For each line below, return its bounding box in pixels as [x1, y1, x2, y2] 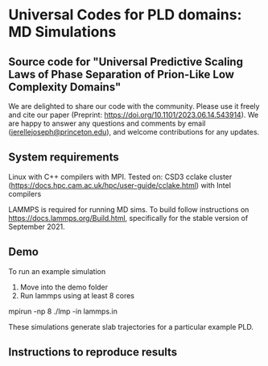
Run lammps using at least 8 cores [19, 290, 135, 300]
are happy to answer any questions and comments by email [8, 119, 206, 128]
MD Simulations [8, 23, 117, 41]
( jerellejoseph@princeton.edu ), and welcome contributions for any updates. [8, 127, 260, 136]
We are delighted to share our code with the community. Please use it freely [8, 102, 260, 110]
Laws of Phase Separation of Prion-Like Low [8, 67, 235, 81]
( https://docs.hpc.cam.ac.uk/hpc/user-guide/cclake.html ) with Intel [8, 180, 232, 190]
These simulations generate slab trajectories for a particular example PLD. [8, 322, 254, 331]
